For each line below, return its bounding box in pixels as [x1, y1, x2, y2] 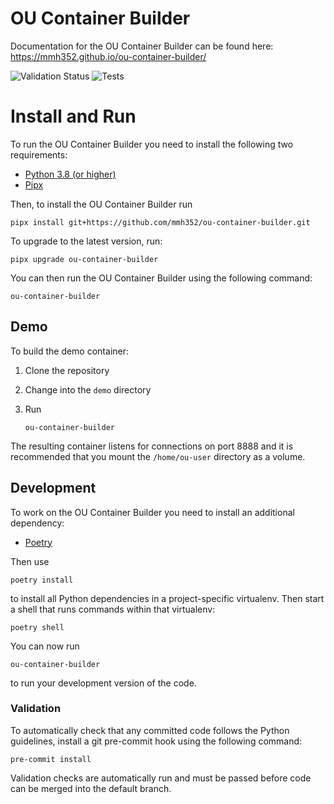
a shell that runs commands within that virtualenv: [10, 603, 216, 615]
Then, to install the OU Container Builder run [10, 198, 193, 210]
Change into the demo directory [24, 383, 152, 396]
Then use [10, 555, 50, 567]
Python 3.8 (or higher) [24, 168, 117, 180]
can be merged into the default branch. [10, 782, 172, 794]
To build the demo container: [10, 345, 130, 357]
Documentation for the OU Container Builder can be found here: [10, 40, 274, 52]
